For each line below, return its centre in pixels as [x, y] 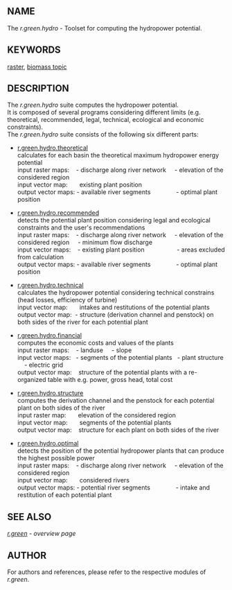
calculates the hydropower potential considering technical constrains [116, 293]
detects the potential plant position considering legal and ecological [114, 220]
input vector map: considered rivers [73, 480]
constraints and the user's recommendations [81, 227]
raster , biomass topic [37, 67]
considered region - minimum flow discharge [85, 243]
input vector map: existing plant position [79, 185]
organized [32, 380]
